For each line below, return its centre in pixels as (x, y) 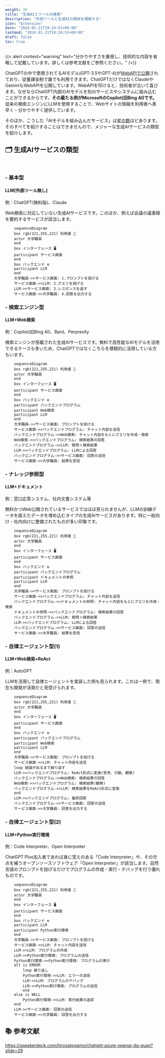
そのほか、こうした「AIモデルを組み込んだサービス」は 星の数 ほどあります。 (82, 120)
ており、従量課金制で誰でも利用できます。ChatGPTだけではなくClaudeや (79, 79)
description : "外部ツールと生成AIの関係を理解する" (53, 19)
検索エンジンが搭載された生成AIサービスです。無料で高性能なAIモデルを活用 (82, 342)
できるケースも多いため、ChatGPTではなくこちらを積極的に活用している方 (81, 348)
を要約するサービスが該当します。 (39, 219)
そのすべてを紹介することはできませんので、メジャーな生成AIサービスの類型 (82, 127)
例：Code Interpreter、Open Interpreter (45, 847)
